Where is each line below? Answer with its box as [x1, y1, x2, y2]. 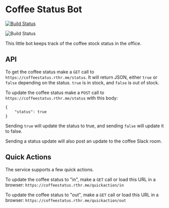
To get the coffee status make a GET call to [5, 68, 95, 75]
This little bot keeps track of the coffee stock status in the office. [5, 40, 142, 47]
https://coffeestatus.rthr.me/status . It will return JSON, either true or [5, 74, 158, 80]
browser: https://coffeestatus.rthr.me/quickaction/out [5, 197, 126, 203]
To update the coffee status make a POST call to [5, 89, 104, 96]
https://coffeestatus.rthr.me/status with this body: [5, 95, 118, 101]
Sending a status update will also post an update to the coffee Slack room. [5, 138, 162, 144]
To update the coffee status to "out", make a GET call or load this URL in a [5, 192, 159, 198]
